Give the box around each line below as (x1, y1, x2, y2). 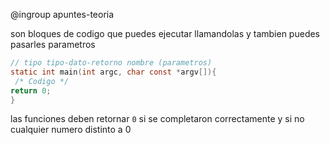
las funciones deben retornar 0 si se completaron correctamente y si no (10, 113, 305, 125)
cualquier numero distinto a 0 (10, 124, 132, 136)
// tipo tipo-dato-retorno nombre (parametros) (10, 58, 213, 68)
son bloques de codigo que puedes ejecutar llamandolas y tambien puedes (10, 28, 321, 39)
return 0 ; (10, 85, 52, 96)
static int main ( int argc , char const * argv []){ (10, 67, 217, 77)
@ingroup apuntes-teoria (10, 9, 115, 20)
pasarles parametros (10, 39, 96, 50)
